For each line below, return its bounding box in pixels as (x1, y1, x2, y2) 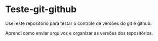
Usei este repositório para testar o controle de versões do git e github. (5, 20, 152, 26)
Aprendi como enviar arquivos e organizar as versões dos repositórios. (5, 30, 153, 36)
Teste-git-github (5, 4, 77, 15)
